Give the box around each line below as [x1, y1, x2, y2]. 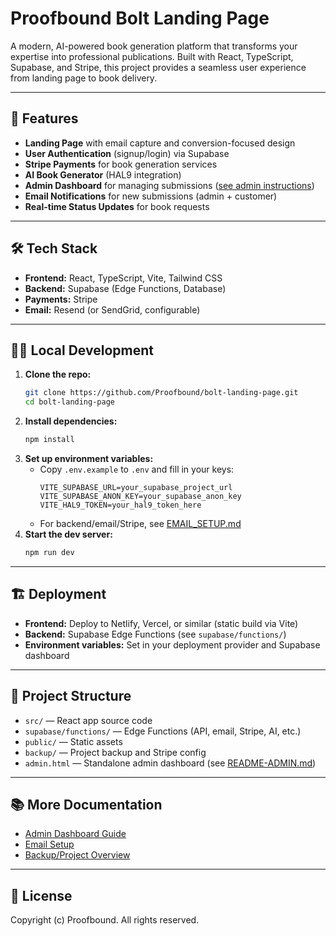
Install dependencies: [24, 415, 118, 427]
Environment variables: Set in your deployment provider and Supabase [24, 638, 321, 651]
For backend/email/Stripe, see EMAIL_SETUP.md [39, 518, 242, 529]
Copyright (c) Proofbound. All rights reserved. [10, 914, 200, 926]
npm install [24, 435, 75, 445]
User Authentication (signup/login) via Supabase [24, 147, 230, 159]
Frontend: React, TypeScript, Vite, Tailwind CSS [24, 272, 223, 284]
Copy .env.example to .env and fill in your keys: [39, 463, 235, 475]
